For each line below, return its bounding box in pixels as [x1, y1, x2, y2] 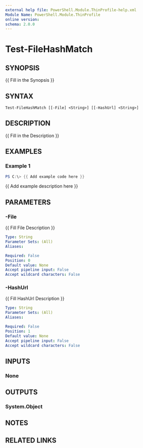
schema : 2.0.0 [5, 21, 35, 27]
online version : [5, 17, 39, 22]
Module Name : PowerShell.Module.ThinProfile [5, 12, 101, 17]
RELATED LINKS [5, 436, 57, 444]
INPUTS [5, 357, 30, 366]
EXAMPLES [5, 147, 42, 156]
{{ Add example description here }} [5, 183, 78, 189]
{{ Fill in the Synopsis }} [5, 77, 55, 83]
